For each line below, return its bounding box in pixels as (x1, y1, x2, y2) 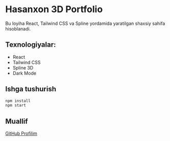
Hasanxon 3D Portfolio (5, 4, 103, 15)
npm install (5, 98, 31, 103)
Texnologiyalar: (5, 41, 56, 49)
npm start (5, 103, 27, 108)
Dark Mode (12, 70, 37, 76)
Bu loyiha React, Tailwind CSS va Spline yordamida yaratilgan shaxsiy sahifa (5, 20, 165, 26)
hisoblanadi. (5, 25, 31, 31)
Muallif (5, 117, 28, 125)
